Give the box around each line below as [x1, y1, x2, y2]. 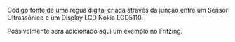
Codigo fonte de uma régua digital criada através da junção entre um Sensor [7, 6, 229, 14]
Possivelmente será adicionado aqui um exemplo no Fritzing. [7, 27, 183, 35]
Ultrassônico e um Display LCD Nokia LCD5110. [7, 13, 144, 22]
